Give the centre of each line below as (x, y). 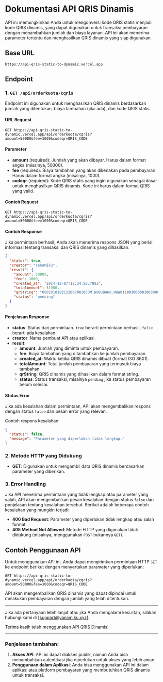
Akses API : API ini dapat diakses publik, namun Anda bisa (70, 655)
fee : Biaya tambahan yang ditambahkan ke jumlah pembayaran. (83, 353)
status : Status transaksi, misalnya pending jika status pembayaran (85, 379)
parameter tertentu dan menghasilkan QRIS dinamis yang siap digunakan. (78, 38)
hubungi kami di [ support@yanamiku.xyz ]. (47, 617)
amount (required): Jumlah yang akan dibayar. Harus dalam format (79, 160)
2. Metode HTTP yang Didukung (43, 455)
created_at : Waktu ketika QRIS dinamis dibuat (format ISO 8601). (84, 358)
